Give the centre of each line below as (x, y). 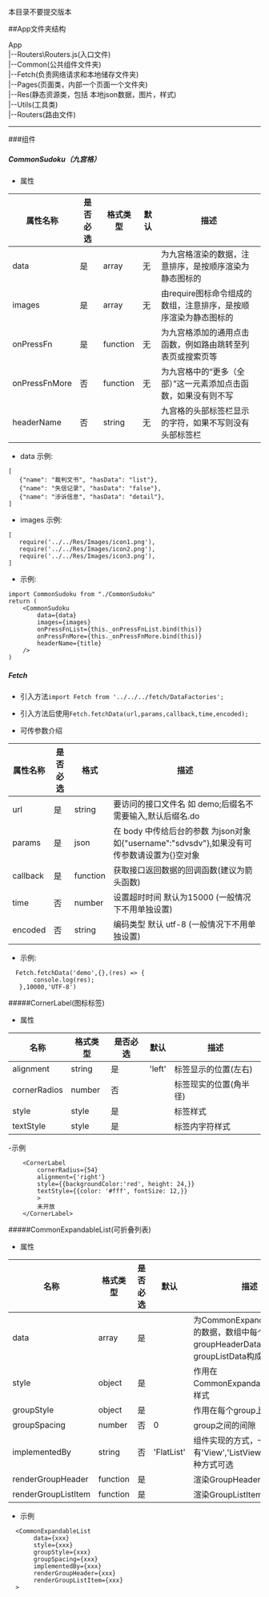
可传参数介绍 (41, 730)
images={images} (64, 622)
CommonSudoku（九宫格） (54, 159)
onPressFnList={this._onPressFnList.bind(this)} (120, 629)
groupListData (220, 1356)
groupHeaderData (227, 1344)
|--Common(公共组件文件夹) (55, 64)
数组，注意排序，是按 (201, 305)
